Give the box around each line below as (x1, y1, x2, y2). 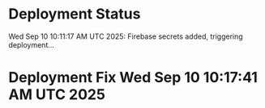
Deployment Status (8, 5, 141, 23)
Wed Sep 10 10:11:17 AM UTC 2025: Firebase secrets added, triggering (8, 31, 243, 41)
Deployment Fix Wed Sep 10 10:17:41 (8, 69, 258, 87)
